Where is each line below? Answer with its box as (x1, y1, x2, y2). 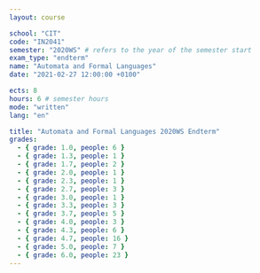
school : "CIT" (9, 28, 62, 38)
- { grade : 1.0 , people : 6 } (17, 144, 125, 152)
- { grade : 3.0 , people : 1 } (17, 192, 125, 202)
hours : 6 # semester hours (9, 94, 109, 103)
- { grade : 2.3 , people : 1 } (17, 176, 125, 185)
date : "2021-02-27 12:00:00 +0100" (9, 70, 141, 80)
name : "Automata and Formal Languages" (9, 62, 157, 71)
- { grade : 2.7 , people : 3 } (17, 184, 125, 193)
